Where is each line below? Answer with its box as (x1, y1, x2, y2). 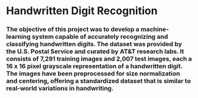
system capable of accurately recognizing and (31, 32, 168, 41)
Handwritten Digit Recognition (6, 4, 158, 18)
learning (6, 32, 31, 41)
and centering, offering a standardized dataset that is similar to (6, 77, 191, 85)
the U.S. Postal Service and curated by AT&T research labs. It (6, 47, 184, 55)
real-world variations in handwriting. (6, 84, 114, 93)
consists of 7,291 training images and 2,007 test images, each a (6, 55, 192, 63)
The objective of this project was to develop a (6, 25, 140, 34)
